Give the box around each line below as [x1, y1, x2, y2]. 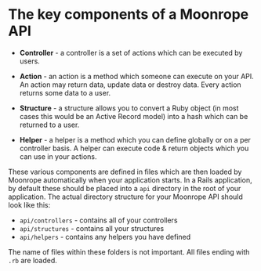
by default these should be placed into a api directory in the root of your [8, 183, 241, 193]
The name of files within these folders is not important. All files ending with [8, 247, 250, 256]
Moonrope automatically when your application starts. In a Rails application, [8, 175, 252, 185]
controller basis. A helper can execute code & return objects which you [19, 143, 249, 153]
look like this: [8, 200, 51, 209]
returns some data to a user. [19, 88, 111, 97]
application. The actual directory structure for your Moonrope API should [8, 192, 243, 201]
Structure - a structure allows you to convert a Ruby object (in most [19, 103, 239, 113]
